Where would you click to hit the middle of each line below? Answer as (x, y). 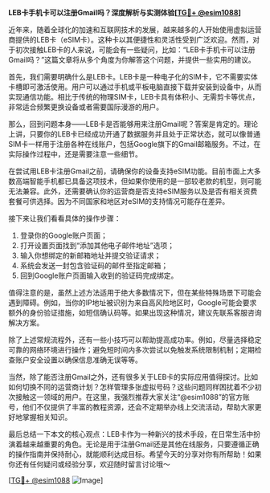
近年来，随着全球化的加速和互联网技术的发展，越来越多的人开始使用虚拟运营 (135, 30)
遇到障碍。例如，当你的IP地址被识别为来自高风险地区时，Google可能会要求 (133, 303)
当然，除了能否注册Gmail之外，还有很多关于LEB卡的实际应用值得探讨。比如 (133, 377)
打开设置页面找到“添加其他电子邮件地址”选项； (97, 245)
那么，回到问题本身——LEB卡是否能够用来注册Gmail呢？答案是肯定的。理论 (133, 124)
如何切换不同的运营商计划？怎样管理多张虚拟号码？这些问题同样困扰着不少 (131, 387)
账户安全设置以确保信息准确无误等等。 (78, 360)
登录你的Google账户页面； (64, 235)
